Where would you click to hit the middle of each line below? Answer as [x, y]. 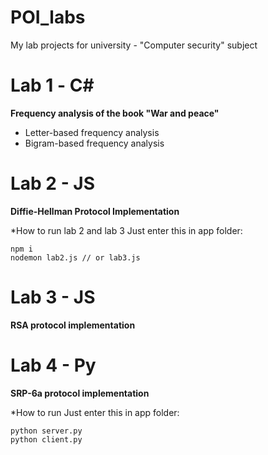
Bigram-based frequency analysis [94, 143]
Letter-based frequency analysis [92, 132]
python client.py [46, 439]
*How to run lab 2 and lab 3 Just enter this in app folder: [126, 230]
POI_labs [48, 17]
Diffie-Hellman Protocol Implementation [95, 211]
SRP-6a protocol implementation [80, 393]
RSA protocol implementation [73, 325]
